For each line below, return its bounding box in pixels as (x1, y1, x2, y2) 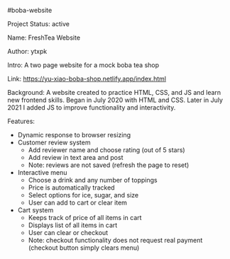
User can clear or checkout (28, 229, 109, 236)
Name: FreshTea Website (7, 33, 80, 42)
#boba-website (7, 6, 53, 14)
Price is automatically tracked (28, 183, 115, 192)
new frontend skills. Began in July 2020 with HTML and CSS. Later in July (7, 96, 224, 104)
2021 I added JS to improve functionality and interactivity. (7, 103, 176, 112)
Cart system (17, 206, 54, 214)
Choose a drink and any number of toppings (28, 176, 158, 184)
